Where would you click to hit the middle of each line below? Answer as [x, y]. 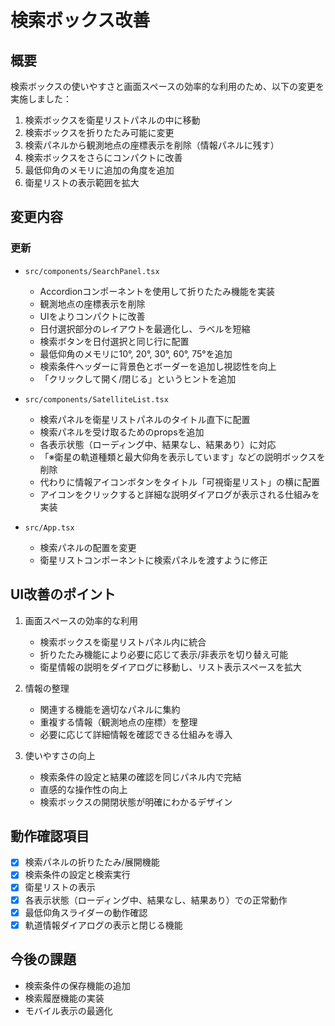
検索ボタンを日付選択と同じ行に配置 [114, 341]
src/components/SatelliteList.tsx [96, 399]
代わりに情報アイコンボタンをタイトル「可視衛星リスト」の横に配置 [179, 482]
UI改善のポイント [63, 594]
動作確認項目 [50, 836]
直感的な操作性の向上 [83, 789]
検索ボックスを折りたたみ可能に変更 [99, 132]
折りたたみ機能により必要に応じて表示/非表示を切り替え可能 [164, 654]
